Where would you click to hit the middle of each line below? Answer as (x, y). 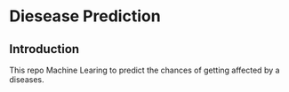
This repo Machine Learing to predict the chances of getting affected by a (144, 70)
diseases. (27, 80)
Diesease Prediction (85, 16)
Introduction (44, 49)
